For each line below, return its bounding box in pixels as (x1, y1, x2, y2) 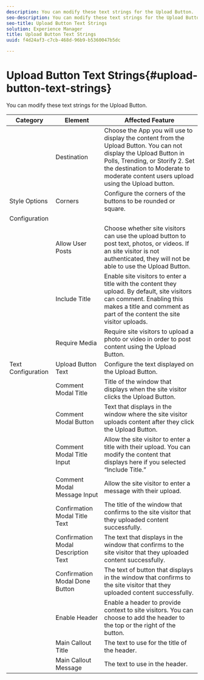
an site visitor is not (104, 246, 160, 255)
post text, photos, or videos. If (104, 239, 189, 248)
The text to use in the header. (104, 659, 188, 668)
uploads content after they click (104, 417, 194, 426)
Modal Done (55, 577, 90, 585)
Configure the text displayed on (104, 359, 194, 368)
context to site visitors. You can (104, 605, 194, 614)
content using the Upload (104, 342, 177, 351)
